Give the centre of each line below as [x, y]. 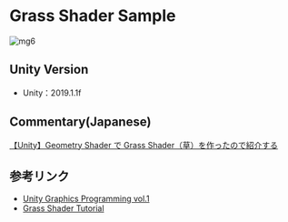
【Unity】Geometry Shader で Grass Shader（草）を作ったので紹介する [144, 145]
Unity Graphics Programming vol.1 [86, 199]
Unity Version [49, 70]
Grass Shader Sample [93, 16]
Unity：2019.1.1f [52, 93]
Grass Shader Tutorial [63, 208]
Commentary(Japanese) [80, 122]
